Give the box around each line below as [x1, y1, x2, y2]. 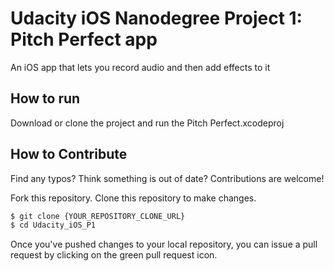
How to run [10, 90, 81, 107]
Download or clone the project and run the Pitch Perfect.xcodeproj [10, 117, 285, 129]
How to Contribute [10, 146, 128, 163]
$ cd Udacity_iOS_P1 [10, 220, 97, 231]
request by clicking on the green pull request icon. [10, 249, 218, 261]
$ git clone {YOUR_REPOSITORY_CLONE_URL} [10, 211, 186, 221]
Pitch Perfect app [10, 28, 158, 51]
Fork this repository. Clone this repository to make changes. [10, 192, 257, 204]
